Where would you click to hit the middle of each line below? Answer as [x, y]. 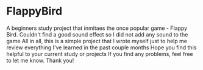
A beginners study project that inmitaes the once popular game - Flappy [97, 28]
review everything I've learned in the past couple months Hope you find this [101, 47]
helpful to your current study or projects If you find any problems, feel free [100, 54]
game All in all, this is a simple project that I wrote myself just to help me [97, 41]
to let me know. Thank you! [40, 60]
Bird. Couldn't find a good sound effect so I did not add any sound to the [97, 34]
